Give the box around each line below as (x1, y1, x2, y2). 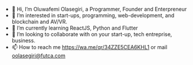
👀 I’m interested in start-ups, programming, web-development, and (11, 12, 175, 19)
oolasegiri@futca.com (11, 52, 66, 59)
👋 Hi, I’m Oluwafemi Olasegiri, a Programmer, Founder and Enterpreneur (11, 6, 187, 12)
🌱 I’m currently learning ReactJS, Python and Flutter (11, 24, 138, 31)
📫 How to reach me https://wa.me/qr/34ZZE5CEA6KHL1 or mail (11, 44, 168, 50)
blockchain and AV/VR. (11, 18, 68, 25)
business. (11, 37, 35, 44)
